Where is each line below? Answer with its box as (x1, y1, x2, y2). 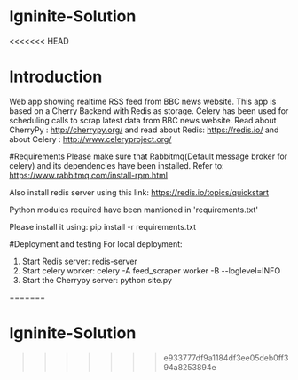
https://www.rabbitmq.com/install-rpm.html (9, 170, 169, 180)
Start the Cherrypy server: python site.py (21, 274, 173, 285)
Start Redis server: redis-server (21, 256, 137, 266)
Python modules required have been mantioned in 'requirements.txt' (9, 204, 259, 215)
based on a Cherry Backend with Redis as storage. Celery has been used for (9, 105, 289, 116)
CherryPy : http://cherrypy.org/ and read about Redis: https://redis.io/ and (9, 124, 279, 135)
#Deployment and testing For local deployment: (9, 238, 184, 249)
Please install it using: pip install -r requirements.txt (9, 221, 197, 232)
